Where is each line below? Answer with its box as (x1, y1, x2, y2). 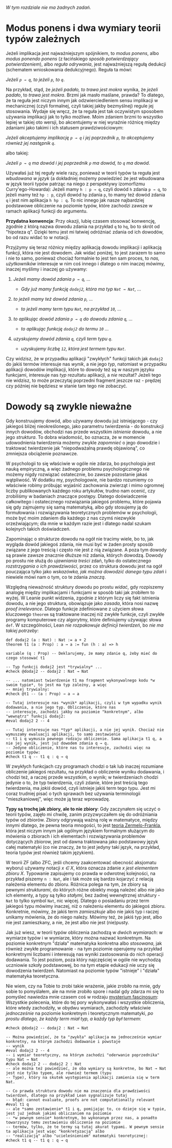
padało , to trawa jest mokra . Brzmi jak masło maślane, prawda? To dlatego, (6, 92, 165, 98)
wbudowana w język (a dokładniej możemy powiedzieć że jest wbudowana (6, 175, 165, 181)
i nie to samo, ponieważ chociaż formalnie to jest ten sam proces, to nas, (6, 255, 160, 261)
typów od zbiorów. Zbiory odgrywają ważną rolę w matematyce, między (6, 816, 158, 823)
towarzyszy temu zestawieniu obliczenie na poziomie (6, 1120, 121, 1125)
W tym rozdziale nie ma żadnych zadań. (6, 5, 91, 10)
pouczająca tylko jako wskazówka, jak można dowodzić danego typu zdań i (6, 568, 167, 574)
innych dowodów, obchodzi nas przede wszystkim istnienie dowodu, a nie (6, 429, 162, 435)
